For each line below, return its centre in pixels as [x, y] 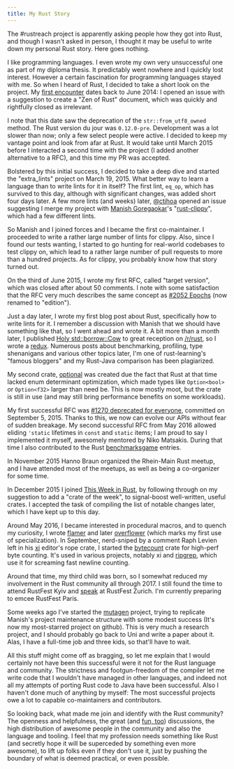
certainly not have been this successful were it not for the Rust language [112, 663]
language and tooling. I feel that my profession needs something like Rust [113, 735]
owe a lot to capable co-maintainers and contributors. [85, 700]
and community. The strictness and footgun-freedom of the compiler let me [116, 670]
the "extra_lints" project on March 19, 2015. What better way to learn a [108, 179]
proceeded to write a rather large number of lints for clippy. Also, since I [111, 237]
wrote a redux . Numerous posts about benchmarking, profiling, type [105, 346]
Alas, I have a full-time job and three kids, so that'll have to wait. [99, 642]
